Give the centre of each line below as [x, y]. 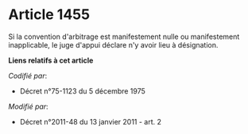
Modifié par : [29, 106]
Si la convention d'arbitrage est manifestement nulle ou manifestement [124, 36]
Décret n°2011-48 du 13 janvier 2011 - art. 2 [90, 121]
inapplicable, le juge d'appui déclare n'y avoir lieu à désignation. [113, 44]
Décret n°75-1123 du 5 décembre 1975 [82, 91]
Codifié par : [28, 75]
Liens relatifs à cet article [51, 60]
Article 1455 [49, 15]
